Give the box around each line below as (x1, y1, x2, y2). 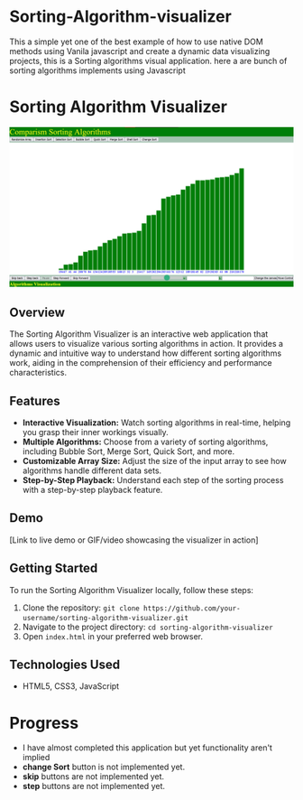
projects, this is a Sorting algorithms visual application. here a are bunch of (9, 55, 288, 66)
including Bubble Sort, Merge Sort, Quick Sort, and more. (22, 446, 235, 457)
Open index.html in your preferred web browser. (22, 630, 204, 642)
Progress (9, 712, 79, 733)
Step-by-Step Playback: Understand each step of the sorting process (22, 475, 284, 485)
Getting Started (9, 561, 98, 576)
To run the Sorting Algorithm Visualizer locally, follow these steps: (9, 584, 254, 595)
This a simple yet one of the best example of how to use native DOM (9, 36, 263, 47)
